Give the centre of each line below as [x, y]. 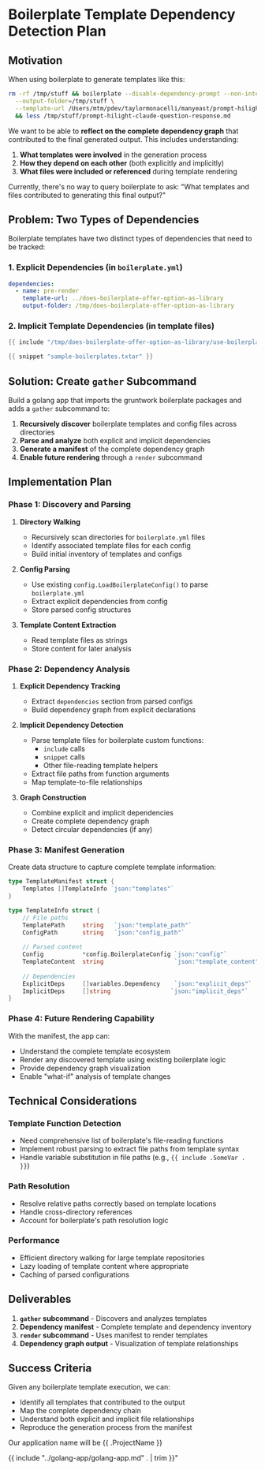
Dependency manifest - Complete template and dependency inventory [136, 1326]
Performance [34, 1241]
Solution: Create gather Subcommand [103, 381]
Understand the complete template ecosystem [95, 1051]
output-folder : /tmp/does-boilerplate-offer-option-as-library [129, 306]
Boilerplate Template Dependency [122, 15]
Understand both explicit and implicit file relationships [107, 1419]
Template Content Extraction [68, 625]
